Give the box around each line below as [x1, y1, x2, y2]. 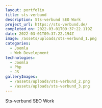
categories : [5, 41, 31, 46]
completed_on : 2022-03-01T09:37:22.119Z [5, 27, 93, 32]
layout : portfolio [5, 7, 44, 13]
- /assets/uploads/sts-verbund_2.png [10, 79, 90, 84]
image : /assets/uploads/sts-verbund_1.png [5, 36, 97, 41]
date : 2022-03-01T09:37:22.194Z [5, 31, 74, 36]
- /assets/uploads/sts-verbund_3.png [10, 83, 90, 89]
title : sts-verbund [5, 12, 47, 17]
